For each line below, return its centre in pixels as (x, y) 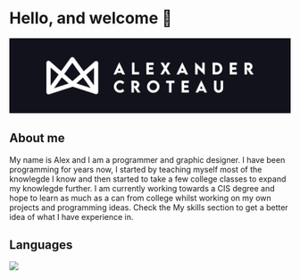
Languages (41, 245)
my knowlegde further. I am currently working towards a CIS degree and (142, 188)
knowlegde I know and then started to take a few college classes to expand (148, 179)
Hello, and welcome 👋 (91, 18)
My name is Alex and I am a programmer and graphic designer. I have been (147, 159)
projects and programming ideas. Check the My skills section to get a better (149, 207)
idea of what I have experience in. (71, 216)
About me (37, 138)
